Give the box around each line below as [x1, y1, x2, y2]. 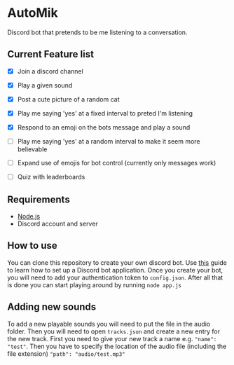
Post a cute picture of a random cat [17, 95, 120, 103]
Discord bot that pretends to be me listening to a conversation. [7, 28, 188, 36]
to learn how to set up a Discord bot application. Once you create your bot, [7, 266, 223, 274]
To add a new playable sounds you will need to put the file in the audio [7, 319, 211, 328]
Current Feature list [7, 48, 95, 60]
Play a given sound [17, 81, 73, 89]
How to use [7, 240, 57, 252]
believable [17, 145, 48, 153]
